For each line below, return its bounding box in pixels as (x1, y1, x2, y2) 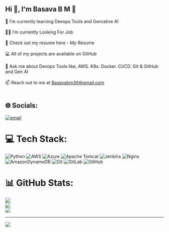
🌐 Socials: (5, 101, 38, 110)
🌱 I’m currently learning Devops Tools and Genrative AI (5, 18, 119, 24)
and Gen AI (5, 68, 29, 74)
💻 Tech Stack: (5, 133, 67, 145)
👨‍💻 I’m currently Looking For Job (5, 29, 73, 35)
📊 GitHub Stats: (5, 177, 74, 188)
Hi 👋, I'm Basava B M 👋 (5, 5, 76, 14)
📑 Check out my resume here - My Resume (5, 40, 95, 46)
